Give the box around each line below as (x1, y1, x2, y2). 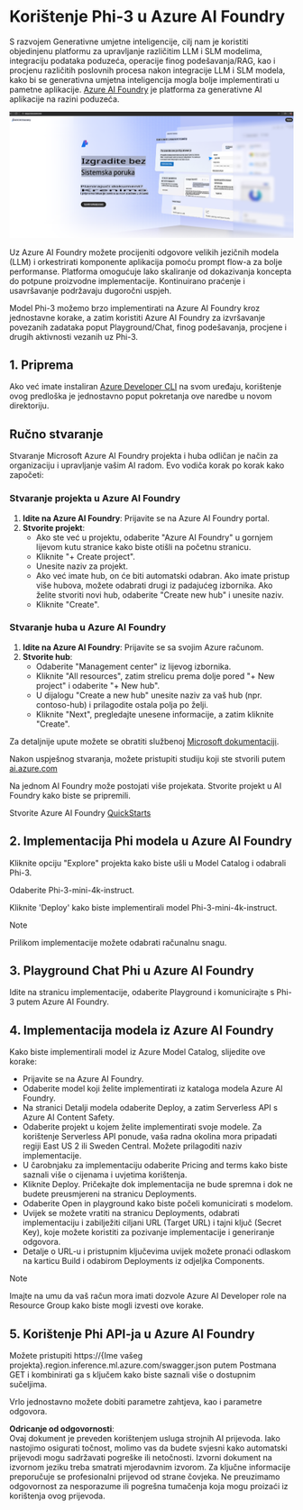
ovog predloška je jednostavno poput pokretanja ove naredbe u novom (9, 390, 272, 402)
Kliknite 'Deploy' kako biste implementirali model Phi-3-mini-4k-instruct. (9, 901, 278, 912)
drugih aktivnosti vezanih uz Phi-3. (9, 331, 138, 342)
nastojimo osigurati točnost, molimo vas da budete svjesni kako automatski (9, 1442, 288, 1453)
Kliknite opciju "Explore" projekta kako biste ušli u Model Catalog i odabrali (9, 857, 287, 868)
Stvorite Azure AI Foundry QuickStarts (9, 807, 151, 818)
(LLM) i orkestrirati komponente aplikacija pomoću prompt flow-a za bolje (9, 256, 282, 267)
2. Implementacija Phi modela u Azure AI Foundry (9, 834, 293, 849)
